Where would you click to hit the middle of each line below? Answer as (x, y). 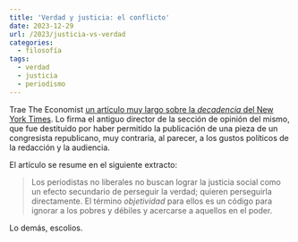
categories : (31, 42)
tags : (19, 59)
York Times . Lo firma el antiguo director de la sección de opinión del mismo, (150, 119)
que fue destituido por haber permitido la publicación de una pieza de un (144, 128)
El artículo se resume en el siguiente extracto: (94, 164)
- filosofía (40, 51)
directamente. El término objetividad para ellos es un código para (152, 201)
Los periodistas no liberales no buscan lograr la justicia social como (156, 182)
